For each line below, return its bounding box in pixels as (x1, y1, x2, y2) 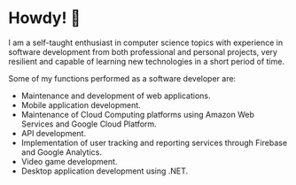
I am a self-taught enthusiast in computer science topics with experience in (8, 37, 284, 48)
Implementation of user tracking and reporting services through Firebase (20, 137, 288, 148)
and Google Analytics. (20, 146, 103, 158)
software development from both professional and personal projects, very (8, 46, 278, 57)
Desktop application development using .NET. (20, 166, 189, 176)
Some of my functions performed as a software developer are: (8, 73, 237, 83)
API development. (20, 127, 86, 138)
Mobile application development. (20, 99, 141, 110)
